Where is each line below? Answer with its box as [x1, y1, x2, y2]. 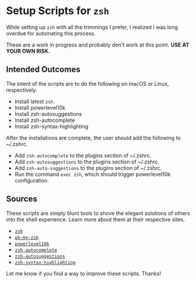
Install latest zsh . [14, 98, 55, 105]
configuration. [14, 177, 49, 184]
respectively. [6, 86, 37, 94]
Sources [6, 194, 38, 204]
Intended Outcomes [6, 65, 81, 75]
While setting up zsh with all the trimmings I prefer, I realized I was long [6, 24, 178, 31]
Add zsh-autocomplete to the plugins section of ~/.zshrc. [14, 152, 152, 159]
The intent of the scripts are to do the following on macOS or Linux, [6, 80, 170, 87]
